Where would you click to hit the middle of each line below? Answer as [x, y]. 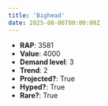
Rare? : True [39, 95]
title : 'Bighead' [37, 15]
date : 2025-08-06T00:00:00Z [54, 23]
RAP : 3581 [36, 45]
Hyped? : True [42, 86]
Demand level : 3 [47, 62]
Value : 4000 [40, 53]
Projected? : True [47, 79]
